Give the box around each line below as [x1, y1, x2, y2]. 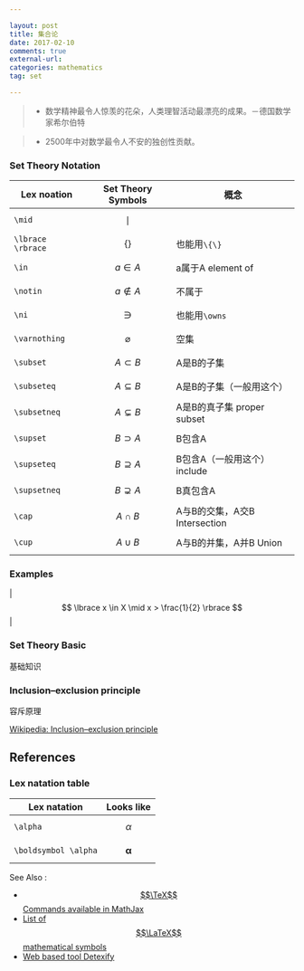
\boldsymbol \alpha [14, 845, 98, 855]
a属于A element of [176, 262, 254, 274]
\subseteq [14, 381, 56, 392]
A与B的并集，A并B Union [176, 537, 283, 549]
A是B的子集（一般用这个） [176, 381, 289, 394]
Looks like [106, 800, 151, 813]
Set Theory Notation [9, 159, 101, 172]
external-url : [9, 55, 63, 64]
